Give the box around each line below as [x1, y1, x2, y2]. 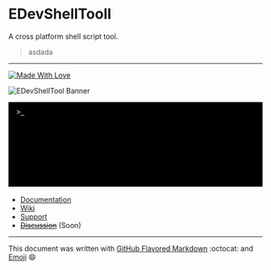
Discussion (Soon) [19, 220, 81, 230]
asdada [27, 47, 53, 56]
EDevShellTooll [8, 5, 111, 23]
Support [19, 211, 48, 222]
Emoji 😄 [8, 251, 36, 262]
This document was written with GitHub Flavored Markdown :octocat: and [8, 243, 254, 253]
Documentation [19, 194, 72, 204]
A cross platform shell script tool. [8, 31, 119, 41]
